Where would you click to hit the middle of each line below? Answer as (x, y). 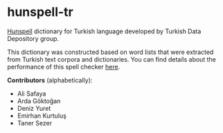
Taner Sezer (35, 123)
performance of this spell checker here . (64, 66)
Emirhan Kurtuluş (42, 116)
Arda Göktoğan (39, 100)
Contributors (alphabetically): (50, 80)
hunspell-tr (41, 12)
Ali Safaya (32, 94)
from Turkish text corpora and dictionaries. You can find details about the (111, 59)
